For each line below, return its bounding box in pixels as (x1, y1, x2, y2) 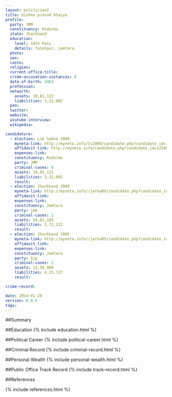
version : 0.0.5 (5, 298, 38, 303)
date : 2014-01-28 (5, 293, 42, 298)
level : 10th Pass (14, 41, 52, 46)
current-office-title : (10, 70, 58, 75)
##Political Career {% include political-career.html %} (5, 337, 119, 343)
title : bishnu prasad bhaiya (5, 12, 68, 17)
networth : (10, 88, 31, 94)
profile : (5, 17, 24, 22)
